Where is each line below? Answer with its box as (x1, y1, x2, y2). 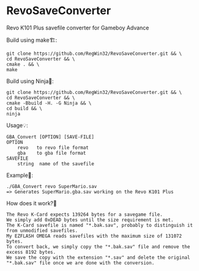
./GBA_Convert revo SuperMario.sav (6, 183, 97, 189)
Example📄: (6, 171, 34, 179)
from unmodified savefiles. (6, 227, 78, 234)
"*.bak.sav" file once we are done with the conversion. (6, 259, 155, 266)
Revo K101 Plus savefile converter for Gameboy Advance (6, 24, 149, 31)
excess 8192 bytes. (6, 249, 56, 255)
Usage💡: (6, 121, 29, 129)
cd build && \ (6, 105, 43, 111)
